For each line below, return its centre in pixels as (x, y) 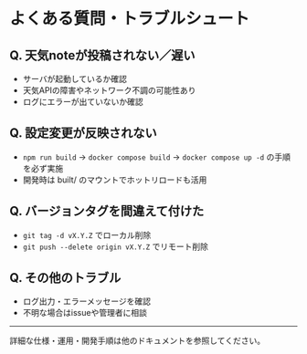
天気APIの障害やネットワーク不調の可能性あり (109, 90)
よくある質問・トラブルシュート (130, 19)
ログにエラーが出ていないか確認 (83, 102)
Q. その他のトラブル (65, 278)
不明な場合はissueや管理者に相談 (85, 313)
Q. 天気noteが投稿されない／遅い (102, 55)
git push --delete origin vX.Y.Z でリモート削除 (115, 246)
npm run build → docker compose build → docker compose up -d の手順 (156, 157)
